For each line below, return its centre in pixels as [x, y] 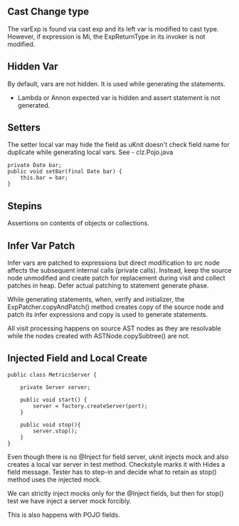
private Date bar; [34, 166]
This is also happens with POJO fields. [64, 515]
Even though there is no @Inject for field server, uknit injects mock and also [118, 457]
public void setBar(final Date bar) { [65, 172]
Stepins [25, 206]
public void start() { [54, 400]
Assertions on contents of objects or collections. [78, 223]
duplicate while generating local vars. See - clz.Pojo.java [90, 152]
